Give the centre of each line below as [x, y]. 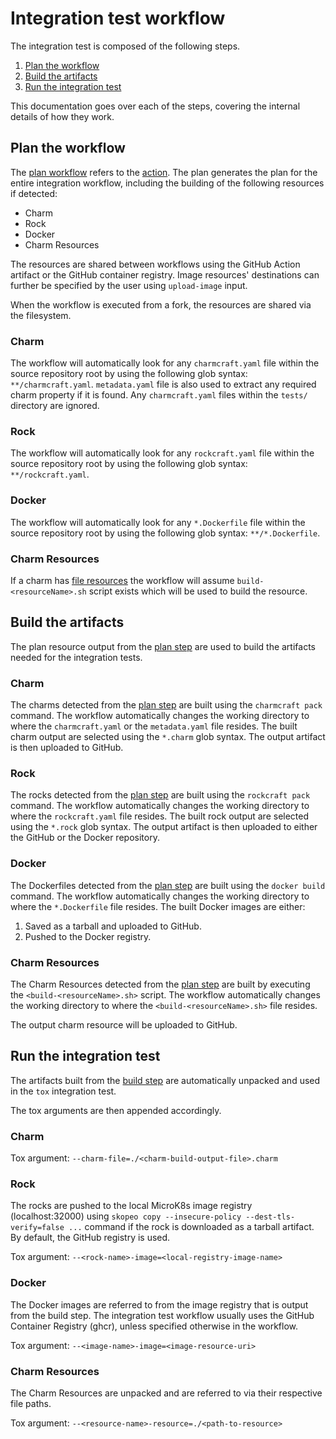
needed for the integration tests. [76, 657]
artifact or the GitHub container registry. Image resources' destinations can [165, 274]
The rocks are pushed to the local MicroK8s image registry [131, 1206]
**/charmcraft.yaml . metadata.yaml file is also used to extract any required [163, 384]
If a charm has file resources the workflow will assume [122, 580]
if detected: [34, 193]
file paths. [31, 1403]
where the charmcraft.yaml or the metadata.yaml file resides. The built [154, 726]
